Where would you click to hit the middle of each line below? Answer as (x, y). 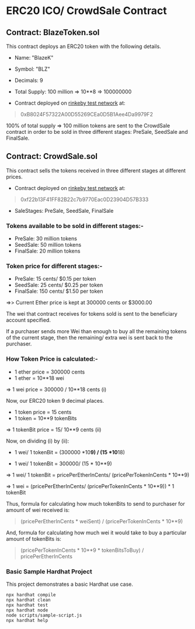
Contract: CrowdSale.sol (52, 156)
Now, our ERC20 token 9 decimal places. (55, 400)
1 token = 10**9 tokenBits (46, 418)
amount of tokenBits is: (34, 538)
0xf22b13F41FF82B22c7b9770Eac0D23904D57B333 (84, 199)
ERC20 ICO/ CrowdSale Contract (87, 11)
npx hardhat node (27, 610)
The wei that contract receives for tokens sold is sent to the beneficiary (92, 314)
